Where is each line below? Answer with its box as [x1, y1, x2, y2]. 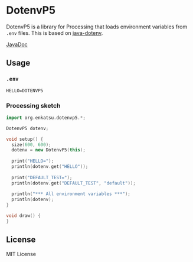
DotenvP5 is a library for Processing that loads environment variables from [6, 23, 188, 30]
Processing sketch [6, 101, 61, 109]
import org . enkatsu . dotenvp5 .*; [6, 115, 86, 121]
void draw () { [6, 213, 41, 219]
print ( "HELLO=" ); [11, 158, 54, 164]
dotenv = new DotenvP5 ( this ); [11, 147, 86, 153]
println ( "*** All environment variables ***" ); [11, 191, 131, 197]
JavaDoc [6, 41, 28, 48]
